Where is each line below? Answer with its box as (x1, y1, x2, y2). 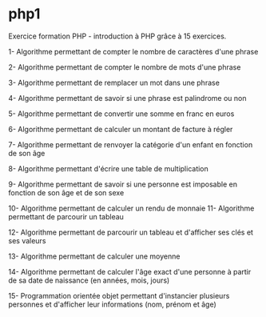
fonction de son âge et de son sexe (8, 187, 125, 197)
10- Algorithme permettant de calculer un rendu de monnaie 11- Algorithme (8, 203, 255, 213)
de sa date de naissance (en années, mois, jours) (8, 275, 170, 285)
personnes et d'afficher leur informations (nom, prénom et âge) (8, 299, 217, 309)
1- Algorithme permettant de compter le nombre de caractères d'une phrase (8, 46, 259, 56)
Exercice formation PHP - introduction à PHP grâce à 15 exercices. (8, 31, 227, 41)
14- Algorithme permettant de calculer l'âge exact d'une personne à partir (8, 267, 252, 276)
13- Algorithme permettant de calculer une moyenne (8, 251, 181, 261)
